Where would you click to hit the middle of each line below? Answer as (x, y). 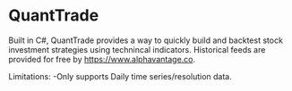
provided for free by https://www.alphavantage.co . (102, 59)
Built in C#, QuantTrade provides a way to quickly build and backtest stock (146, 40)
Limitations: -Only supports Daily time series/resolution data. (120, 76)
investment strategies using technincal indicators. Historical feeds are (137, 49)
